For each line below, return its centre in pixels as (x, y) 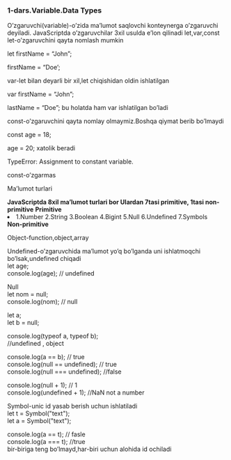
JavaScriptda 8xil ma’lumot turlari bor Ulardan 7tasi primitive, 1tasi (105, 202)
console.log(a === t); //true (46, 442)
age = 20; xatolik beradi (41, 148)
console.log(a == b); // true (46, 357)
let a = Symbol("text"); (39, 421)
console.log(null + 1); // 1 (42, 386)
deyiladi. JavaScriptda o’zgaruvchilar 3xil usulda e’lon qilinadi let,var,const (114, 33)
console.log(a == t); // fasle (46, 434)
